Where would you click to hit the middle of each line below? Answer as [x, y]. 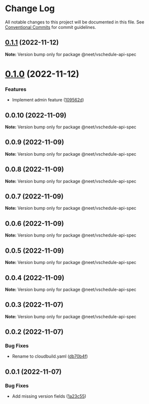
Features [16, 89]
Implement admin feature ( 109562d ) [48, 100]
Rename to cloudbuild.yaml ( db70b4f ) [50, 356]
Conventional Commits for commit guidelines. [50, 27]
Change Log [30, 9]
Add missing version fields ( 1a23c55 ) [49, 396]
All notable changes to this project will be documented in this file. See [75, 22]
